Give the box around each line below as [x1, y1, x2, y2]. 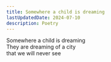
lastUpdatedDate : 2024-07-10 [6, 15, 81, 21]
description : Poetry [6, 20, 59, 26]
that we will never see [6, 50, 61, 57]
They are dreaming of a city [6, 43, 76, 50]
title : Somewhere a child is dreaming [6, 9, 105, 15]
